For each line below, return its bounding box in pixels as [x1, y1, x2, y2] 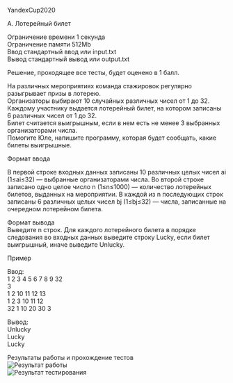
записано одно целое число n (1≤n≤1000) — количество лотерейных [7, 183, 212, 190]
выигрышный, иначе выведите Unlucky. [7, 241, 125, 249]
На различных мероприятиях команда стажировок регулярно [7, 82, 193, 90]
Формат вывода [7, 218, 55, 227]
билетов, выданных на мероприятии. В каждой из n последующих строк [7, 190, 224, 198]
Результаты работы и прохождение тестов [7, 354, 134, 361]
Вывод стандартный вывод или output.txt [7, 55, 130, 63]
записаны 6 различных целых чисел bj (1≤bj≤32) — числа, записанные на [7, 197, 227, 206]
